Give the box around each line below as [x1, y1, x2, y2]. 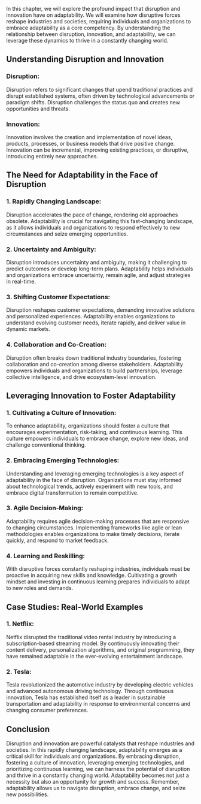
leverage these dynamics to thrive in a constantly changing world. [6, 37, 169, 44]
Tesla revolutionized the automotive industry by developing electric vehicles [6, 681, 193, 688]
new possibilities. [6, 791, 49, 798]
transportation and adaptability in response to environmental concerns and [6, 700, 191, 707]
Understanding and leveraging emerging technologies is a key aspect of [6, 470, 184, 477]
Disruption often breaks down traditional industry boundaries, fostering [6, 354, 181, 362]
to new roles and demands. [6, 585, 74, 592]
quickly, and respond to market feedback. [6, 537, 109, 544]
